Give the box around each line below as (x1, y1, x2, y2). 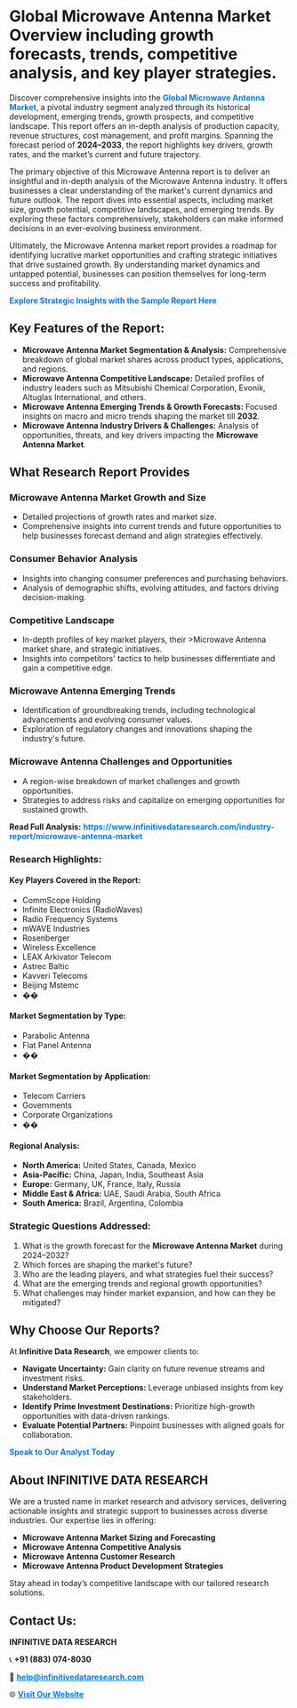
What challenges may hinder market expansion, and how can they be (21, 1287, 276, 1298)
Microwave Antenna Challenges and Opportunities (9, 756, 233, 768)
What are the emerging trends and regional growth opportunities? (21, 1278, 262, 1288)
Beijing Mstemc (21, 980, 79, 990)
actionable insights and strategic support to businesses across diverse (9, 1505, 269, 1517)
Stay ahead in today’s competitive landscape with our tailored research (9, 1578, 269, 1589)
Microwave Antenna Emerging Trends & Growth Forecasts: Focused (21, 401, 277, 412)
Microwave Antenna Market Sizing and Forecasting (21, 1532, 216, 1544)
